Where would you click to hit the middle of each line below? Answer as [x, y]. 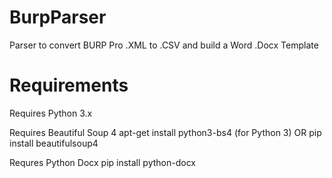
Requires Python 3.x [51, 113]
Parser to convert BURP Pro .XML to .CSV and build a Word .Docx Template [164, 45]
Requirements [69, 85]
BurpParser [58, 17]
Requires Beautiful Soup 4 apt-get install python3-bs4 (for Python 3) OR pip [165, 132]
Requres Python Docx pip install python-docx [102, 162]
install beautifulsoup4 [54, 143]
